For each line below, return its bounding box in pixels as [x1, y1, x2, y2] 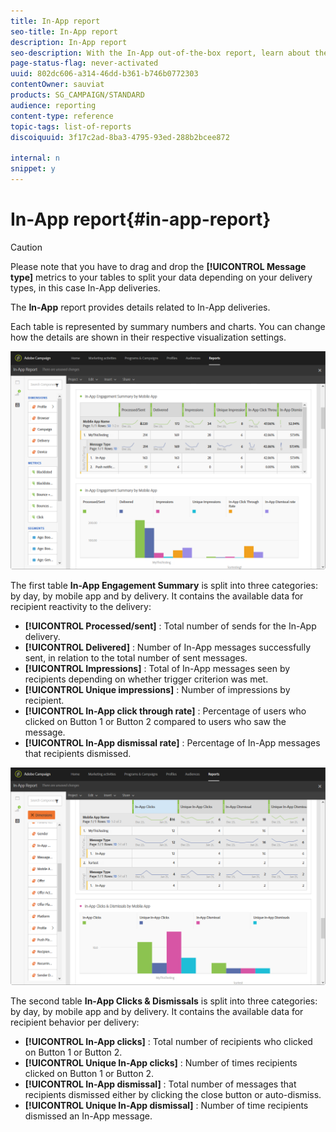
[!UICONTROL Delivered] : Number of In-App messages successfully [24, 641, 312, 654]
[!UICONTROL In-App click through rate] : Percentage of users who [24, 705, 307, 717]
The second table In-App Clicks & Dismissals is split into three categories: [10, 995, 318, 1007]
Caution [10, 241, 43, 253]
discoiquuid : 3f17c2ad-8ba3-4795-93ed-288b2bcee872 [10, 132, 230, 142]
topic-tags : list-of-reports [10, 121, 132, 132]
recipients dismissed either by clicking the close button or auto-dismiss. [24, 1089, 322, 1101]
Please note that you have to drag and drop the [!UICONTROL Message [10, 260, 307, 272]
